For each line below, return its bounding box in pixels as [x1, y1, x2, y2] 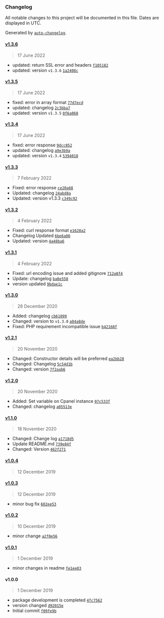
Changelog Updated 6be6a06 [12, 233, 71, 239]
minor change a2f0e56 [12, 533, 58, 539]
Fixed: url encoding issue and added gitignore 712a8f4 [12, 270, 123, 276]
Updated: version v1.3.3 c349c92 [12, 195, 78, 201]
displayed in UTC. [5, 20, 42, 26]
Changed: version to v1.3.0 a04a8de [12, 318, 85, 324]
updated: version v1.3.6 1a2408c [12, 67, 78, 73]
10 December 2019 [17, 523, 56, 529]
